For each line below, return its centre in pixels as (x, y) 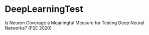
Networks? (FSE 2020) (28, 28)
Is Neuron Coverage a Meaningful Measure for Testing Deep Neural (74, 23)
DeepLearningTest (44, 9)
